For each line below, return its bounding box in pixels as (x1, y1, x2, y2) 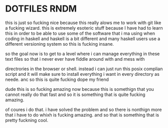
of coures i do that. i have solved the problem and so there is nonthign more (5, 106, 162, 112)
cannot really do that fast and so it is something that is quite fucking (5, 91, 145, 97)
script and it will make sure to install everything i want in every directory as (5, 71, 159, 77)
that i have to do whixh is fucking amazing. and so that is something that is (5, 111, 159, 118)
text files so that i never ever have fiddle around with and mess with (5, 56, 145, 62)
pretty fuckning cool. (5, 117, 49, 123)
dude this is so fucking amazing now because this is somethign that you (5, 86, 154, 92)
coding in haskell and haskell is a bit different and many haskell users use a (5, 36, 160, 42)
